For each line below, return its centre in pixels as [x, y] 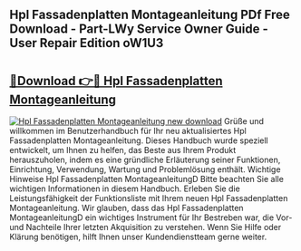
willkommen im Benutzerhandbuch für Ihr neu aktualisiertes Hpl [128, 131]
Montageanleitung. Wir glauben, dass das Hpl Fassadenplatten [126, 208]
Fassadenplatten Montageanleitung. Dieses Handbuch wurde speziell [139, 140]
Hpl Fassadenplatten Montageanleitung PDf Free [150, 15]
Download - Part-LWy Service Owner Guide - [139, 29]
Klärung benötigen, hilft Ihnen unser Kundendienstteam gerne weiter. [138, 237]
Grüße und [244, 121]
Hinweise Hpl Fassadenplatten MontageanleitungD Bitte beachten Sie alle [146, 179]
